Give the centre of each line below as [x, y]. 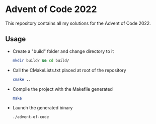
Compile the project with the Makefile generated [63, 89]
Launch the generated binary [43, 108]
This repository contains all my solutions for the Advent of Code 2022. [78, 23]
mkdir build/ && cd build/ [41, 60]
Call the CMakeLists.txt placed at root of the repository [69, 70]
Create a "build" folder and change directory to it [63, 51]
